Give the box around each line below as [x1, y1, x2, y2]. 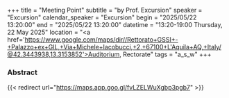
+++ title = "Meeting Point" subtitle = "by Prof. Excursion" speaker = [7, 6, 203, 14]
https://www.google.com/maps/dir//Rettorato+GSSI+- [24, 35, 178, 44]
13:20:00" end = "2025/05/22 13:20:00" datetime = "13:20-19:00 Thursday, [7, 21, 223, 28]
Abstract [7, 67, 38, 77]
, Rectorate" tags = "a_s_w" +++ [119, 50, 212, 58]
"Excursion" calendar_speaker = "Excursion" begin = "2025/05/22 [7, 13, 197, 22]
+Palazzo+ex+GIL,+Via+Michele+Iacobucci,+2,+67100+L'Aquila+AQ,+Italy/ [7, 43, 222, 51]
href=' [7, 35, 26, 44]
